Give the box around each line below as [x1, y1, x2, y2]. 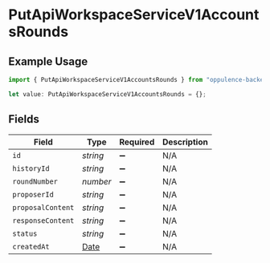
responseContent [12, 216, 75, 225]
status [12, 229, 38, 238]
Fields [8, 112, 40, 126]
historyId [12, 164, 50, 173]
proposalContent [12, 203, 75, 212]
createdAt [12, 242, 50, 251]
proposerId [12, 190, 54, 199]
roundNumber [12, 176, 59, 186]
